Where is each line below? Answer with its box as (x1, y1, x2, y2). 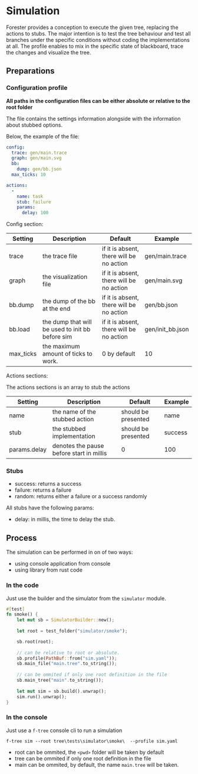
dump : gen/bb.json (16, 166, 62, 172)
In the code (6, 581, 39, 589)
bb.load (9, 325, 31, 334)
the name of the (52, 408, 96, 416)
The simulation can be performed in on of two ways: (6, 549, 133, 556)
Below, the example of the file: (6, 133, 80, 140)
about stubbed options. (6, 121, 63, 128)
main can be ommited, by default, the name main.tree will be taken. (14, 761, 179, 768)
